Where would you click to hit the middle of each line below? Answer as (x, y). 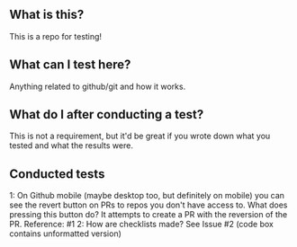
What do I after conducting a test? (107, 115)
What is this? (47, 15)
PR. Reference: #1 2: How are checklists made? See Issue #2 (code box (142, 225)
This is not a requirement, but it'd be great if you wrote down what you (140, 136)
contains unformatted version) (65, 234)
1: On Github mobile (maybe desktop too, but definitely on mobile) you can (147, 196)
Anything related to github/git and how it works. (98, 86)
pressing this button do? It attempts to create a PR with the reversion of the (148, 215)
